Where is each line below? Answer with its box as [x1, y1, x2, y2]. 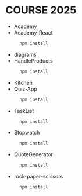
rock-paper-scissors [13, 173, 63, 180]
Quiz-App [13, 85, 37, 92]
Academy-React [13, 29, 53, 36]
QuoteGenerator [13, 151, 54, 158]
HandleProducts [13, 57, 53, 64]
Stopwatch [13, 129, 40, 136]
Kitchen [13, 79, 33, 86]
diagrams [13, 51, 37, 58]
